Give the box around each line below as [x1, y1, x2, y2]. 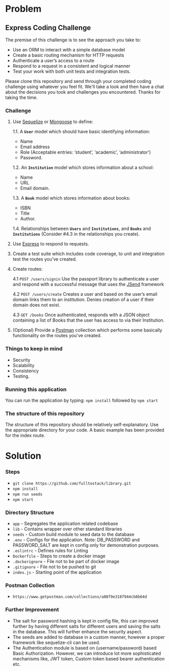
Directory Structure [5, 509, 54, 516]
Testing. [12, 373, 30, 379]
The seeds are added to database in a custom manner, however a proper [12, 634, 165, 640]
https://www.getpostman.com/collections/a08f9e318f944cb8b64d [12, 594, 147, 600]
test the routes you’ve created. [12, 256, 77, 262]
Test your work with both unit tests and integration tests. [12, 68, 131, 74]
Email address [20, 144, 50, 150]
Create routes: [12, 266, 43, 272]
